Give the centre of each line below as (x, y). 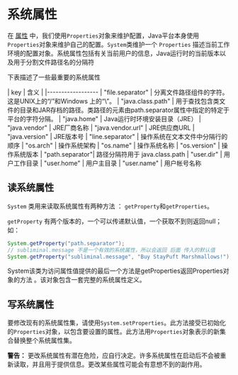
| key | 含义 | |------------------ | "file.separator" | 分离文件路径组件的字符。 (118, 92)
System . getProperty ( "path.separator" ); (66, 243)
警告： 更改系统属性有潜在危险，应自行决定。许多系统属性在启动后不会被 (114, 356)
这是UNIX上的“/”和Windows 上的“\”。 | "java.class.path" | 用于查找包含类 (113, 101)
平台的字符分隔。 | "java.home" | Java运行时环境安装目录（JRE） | (104, 118)
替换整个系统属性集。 (44, 340)
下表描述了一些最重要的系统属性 (54, 77)
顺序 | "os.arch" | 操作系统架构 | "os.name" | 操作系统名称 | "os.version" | (114, 145)
